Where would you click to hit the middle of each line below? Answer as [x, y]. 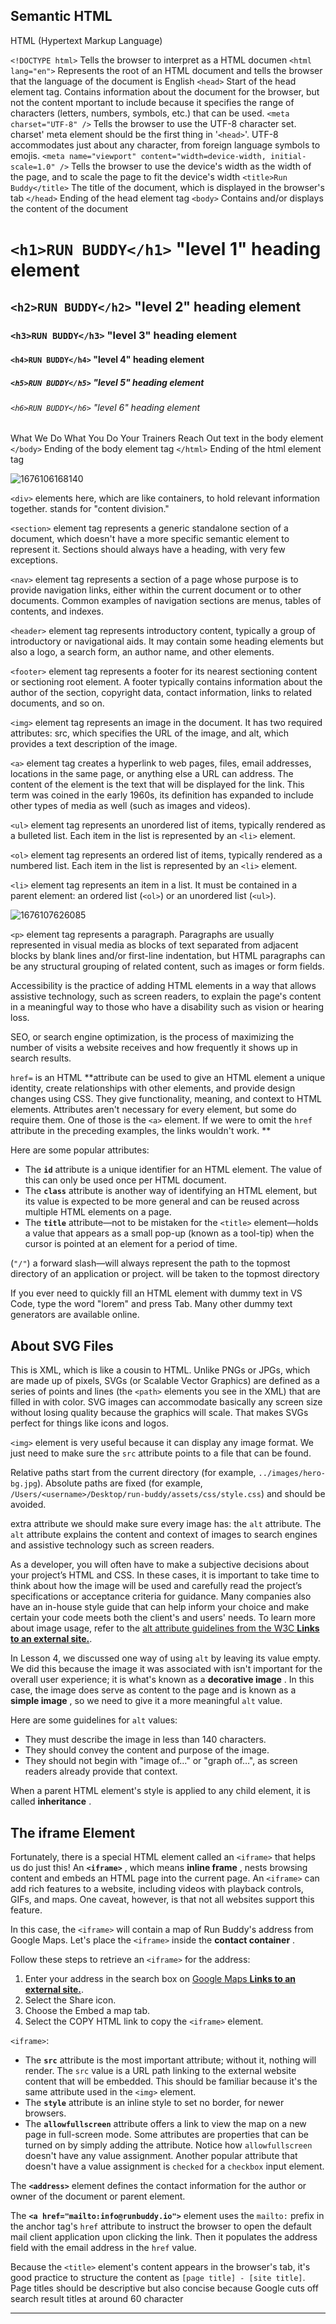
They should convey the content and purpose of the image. [147, 1750]
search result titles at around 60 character [97, 2299]
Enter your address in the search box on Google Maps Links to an [160, 1979]
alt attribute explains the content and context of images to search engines [164, 1535]
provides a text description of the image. [94, 744]
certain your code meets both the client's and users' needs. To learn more [163, 1618]
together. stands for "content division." [90, 509]
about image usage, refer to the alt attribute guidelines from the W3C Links [165, 1628]
